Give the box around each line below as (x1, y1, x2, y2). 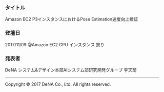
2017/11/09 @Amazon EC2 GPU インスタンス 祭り (5, 41, 105, 47)
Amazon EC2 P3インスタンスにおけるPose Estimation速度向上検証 (5, 16, 138, 22)
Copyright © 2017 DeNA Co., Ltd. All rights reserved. (5, 81, 111, 87)
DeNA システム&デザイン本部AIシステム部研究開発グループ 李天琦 (5, 67, 137, 73)
